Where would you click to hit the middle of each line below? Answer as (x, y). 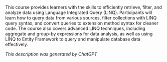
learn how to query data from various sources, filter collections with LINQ (81, 18)
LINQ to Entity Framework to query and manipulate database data (73, 39)
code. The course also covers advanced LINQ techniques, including (75, 28)
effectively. (17, 44)
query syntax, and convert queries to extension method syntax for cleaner (82, 23)
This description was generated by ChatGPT (51, 54)
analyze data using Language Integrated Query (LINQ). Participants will (79, 12)
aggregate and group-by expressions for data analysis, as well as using (79, 34)
